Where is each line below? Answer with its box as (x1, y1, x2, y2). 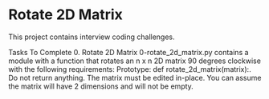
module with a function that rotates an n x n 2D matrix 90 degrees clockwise (8, 56, 261, 65)
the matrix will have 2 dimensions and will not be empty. (8, 81, 194, 91)
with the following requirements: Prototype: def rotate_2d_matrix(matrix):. (8, 64, 251, 73)
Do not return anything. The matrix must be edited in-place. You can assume (8, 73, 262, 82)
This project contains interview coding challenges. (8, 32, 175, 42)
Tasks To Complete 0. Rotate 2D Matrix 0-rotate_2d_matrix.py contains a (8, 47, 249, 57)
